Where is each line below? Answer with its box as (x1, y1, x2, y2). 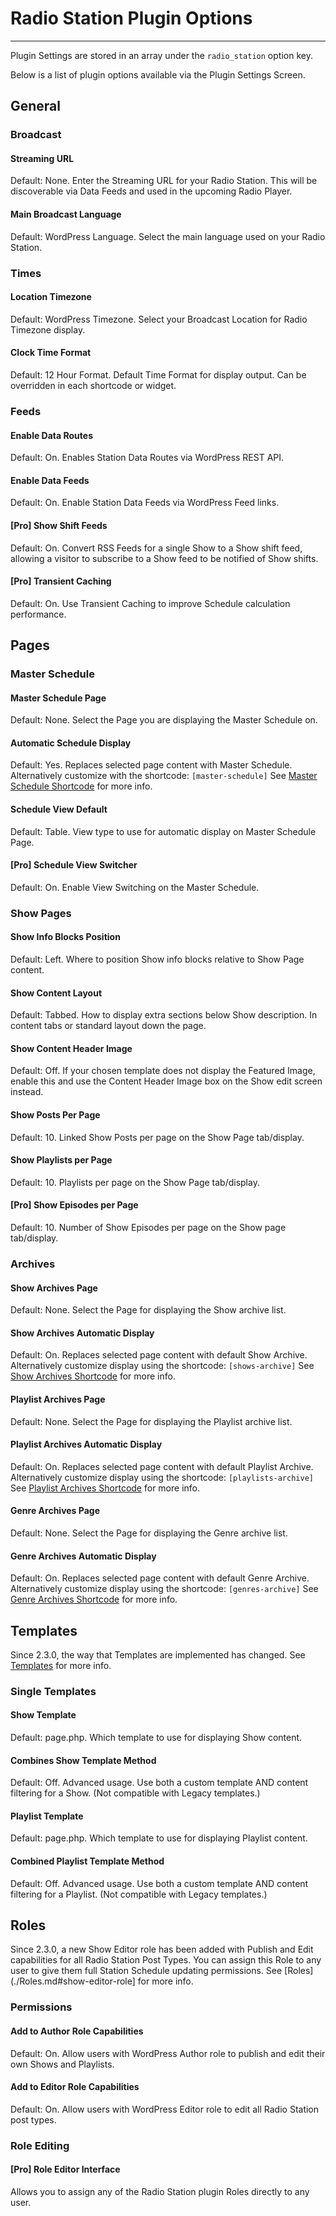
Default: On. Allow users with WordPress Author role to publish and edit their (10, 2047, 326, 2059)
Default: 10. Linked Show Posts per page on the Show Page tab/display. (10, 1131, 305, 1143)
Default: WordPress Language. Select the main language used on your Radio (10, 230, 326, 242)
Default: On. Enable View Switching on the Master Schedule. (10, 881, 260, 893)
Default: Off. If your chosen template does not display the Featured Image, (10, 1065, 316, 1077)
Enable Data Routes (10, 429, 93, 441)
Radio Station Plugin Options (10, 7, 253, 30)
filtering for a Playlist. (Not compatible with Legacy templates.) (10, 1888, 268, 1900)
